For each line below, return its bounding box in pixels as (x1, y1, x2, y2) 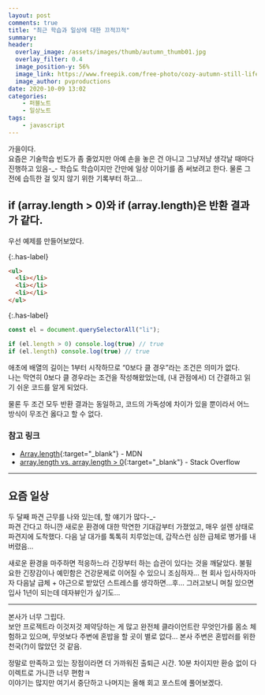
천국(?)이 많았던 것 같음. (8, 641, 83, 651)
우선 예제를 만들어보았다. (8, 236, 84, 245)
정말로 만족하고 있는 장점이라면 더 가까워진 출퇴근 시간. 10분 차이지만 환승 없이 (8, 658, 248, 667)
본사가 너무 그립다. (8, 611, 65, 621)
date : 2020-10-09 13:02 (8, 84, 87, 93)
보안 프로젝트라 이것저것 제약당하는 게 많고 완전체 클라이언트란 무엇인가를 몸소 (8, 622, 248, 631)
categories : (8, 92, 47, 100)
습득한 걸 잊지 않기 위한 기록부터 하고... (22, 173, 143, 183)
